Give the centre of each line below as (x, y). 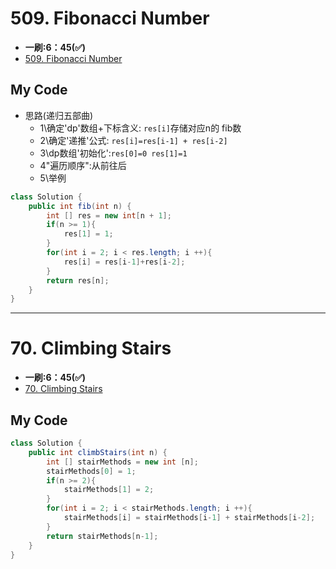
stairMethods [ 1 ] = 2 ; (109, 490)
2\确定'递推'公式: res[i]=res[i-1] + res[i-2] (133, 140)
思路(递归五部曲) (59, 115)
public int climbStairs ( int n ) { (98, 452)
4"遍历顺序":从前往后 (83, 165)
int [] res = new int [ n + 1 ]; (109, 215)
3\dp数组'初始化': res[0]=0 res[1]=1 (113, 153)
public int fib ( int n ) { (80, 206)
